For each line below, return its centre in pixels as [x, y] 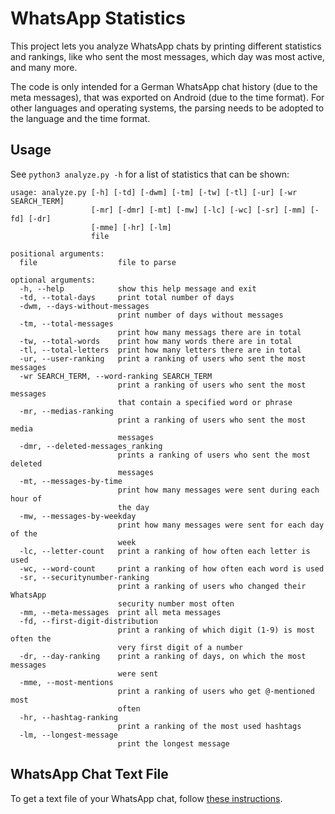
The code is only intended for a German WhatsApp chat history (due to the [164, 86]
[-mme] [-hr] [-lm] [131, 227]
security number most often [176, 603]
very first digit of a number [180, 647]
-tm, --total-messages [66, 323]
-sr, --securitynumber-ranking [84, 577]
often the [31, 638]
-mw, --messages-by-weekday [78, 516]
